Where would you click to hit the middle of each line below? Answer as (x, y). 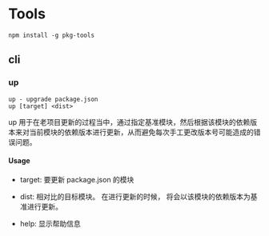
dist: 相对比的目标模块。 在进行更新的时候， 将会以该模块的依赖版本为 (135, 196)
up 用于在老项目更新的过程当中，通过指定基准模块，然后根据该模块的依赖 (129, 122)
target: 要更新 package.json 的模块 (77, 179)
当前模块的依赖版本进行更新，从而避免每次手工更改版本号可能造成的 (141, 132)
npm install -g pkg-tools (51, 35)
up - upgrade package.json (53, 99)
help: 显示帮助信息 (50, 223)
